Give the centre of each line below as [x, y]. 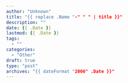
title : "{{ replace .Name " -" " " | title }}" [64, 17]
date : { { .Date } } [29, 28]
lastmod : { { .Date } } [33, 33]
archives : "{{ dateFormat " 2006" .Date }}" [60, 71]
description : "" [26, 22]
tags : [13, 39]
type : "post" [22, 66]
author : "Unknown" [29, 11]
